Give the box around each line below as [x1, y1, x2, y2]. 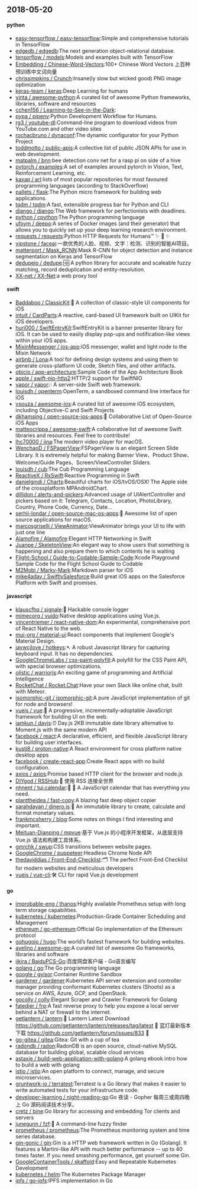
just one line [15, 528, 46, 536]
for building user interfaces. [15, 739, 83, 746]
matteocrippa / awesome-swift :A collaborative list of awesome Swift [15, 425, 182, 432]
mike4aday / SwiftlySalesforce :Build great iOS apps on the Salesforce [15, 572, 185, 580]
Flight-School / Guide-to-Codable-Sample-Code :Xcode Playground [15, 553, 180, 561]
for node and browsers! [15, 701, 73, 707]
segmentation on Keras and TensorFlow [15, 252, 113, 260]
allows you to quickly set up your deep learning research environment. [15, 226, 187, 233]
